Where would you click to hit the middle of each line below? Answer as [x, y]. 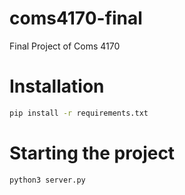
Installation [57, 86]
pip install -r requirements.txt [79, 113]
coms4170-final [76, 18]
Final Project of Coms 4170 [65, 46]
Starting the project [92, 153]
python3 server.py [47, 180]
